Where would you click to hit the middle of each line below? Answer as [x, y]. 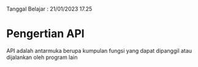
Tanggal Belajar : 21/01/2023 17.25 [49, 9]
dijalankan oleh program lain [42, 57]
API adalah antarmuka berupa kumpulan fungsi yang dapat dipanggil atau [99, 50]
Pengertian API [45, 34]
